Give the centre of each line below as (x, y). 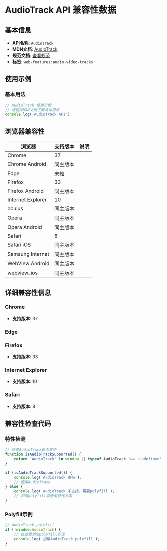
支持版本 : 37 (25, 318)
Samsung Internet (29, 254)
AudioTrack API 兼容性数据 (61, 10)
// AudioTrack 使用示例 (28, 105)
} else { (14, 487)
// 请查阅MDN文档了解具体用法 (32, 110)
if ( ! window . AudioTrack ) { (33, 530)
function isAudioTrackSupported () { (43, 455)
